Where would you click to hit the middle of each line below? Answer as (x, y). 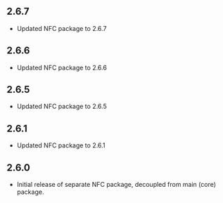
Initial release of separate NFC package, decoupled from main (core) (116, 185)
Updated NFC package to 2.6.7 (62, 28)
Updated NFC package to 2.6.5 (62, 106)
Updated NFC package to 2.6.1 (61, 145)
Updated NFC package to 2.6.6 (62, 67)
